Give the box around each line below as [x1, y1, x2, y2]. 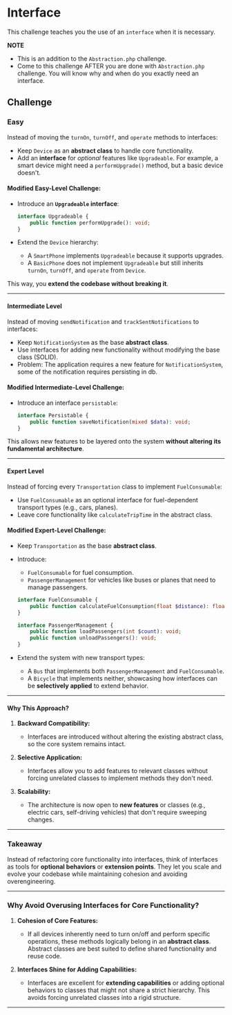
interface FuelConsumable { [17, 596, 98, 603]
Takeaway [7, 839, 43, 849]
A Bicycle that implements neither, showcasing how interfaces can [27, 674, 217, 683]
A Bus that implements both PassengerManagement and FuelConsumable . [27, 667, 224, 675]
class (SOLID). [17, 352, 59, 361]
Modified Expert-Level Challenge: [7, 527, 106, 535]
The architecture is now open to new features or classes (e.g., [27, 801, 206, 809]
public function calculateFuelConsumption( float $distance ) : [30, 603, 209, 609]
